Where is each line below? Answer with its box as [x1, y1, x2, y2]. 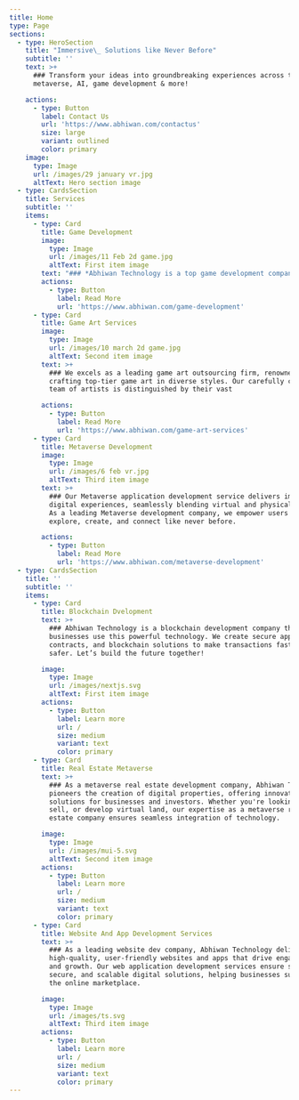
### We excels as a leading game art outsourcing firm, [48, 368, 261, 377]
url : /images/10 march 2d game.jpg [48, 344, 181, 352]
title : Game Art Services [41, 319, 138, 328]
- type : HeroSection [17, 37, 93, 47]
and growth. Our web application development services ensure [48, 962, 285, 971]
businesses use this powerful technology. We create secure [48, 632, 277, 641]
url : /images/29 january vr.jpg [32, 170, 153, 179]
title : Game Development [41, 228, 133, 237]
